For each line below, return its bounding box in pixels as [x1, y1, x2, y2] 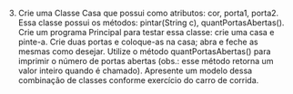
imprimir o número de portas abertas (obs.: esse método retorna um [17, 56, 274, 66]
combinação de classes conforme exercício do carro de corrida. [17, 75, 259, 85]
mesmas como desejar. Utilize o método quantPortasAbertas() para [17, 46, 271, 57]
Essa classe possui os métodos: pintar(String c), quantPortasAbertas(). [17, 17, 285, 28]
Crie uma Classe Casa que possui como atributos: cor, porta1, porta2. [17, 8, 279, 18]
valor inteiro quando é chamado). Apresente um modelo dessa [17, 65, 253, 76]
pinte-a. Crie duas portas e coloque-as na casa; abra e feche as [17, 36, 258, 47]
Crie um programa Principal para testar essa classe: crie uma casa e [17, 27, 275, 37]
